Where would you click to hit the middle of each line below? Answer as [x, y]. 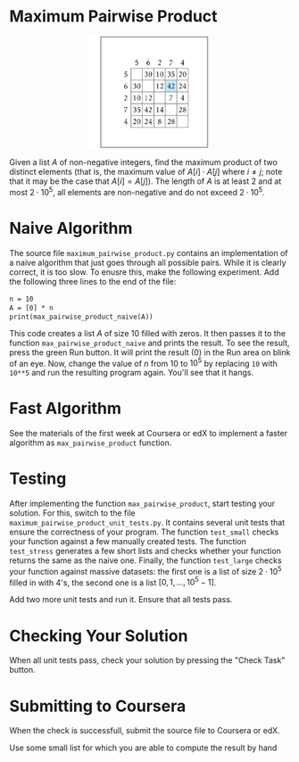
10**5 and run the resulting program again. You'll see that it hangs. [132, 373]
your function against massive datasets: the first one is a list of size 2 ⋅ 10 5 [145, 571]
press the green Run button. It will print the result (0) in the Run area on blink [150, 352]
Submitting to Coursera [98, 706]
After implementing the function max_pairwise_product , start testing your [142, 504]
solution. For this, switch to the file [72, 513]
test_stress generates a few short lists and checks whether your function [145, 551]
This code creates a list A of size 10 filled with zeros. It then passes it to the [148, 333]
